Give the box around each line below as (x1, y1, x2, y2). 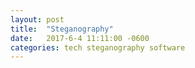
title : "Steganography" (10, 24, 114, 34)
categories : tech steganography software (10, 42, 186, 53)
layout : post (10, 14, 65, 25)
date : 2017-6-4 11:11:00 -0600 (10, 33, 150, 43)
